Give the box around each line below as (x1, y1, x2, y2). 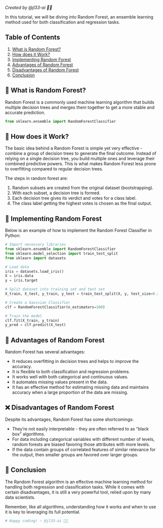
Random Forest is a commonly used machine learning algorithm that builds (5, 99, 154, 105)
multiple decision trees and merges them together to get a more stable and (5, 104, 155, 110)
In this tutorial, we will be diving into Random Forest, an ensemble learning (5, 14, 154, 19)
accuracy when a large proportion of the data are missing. (12, 390, 129, 396)
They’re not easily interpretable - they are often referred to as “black (12, 426, 149, 432)
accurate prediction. (5, 110, 46, 115)
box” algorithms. (12, 431, 45, 437)
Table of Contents (5, 33, 61, 41)
